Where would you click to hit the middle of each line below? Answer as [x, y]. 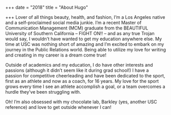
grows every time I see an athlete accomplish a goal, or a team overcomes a [85, 87]
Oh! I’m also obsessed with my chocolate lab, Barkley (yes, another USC [81, 102]
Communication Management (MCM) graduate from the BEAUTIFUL [77, 28]
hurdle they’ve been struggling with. [43, 92]
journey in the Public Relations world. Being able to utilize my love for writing [86, 50]
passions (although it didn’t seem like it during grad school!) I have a [77, 70]
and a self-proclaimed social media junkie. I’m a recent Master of [74, 23]
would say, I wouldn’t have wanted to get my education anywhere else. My [84, 39]
